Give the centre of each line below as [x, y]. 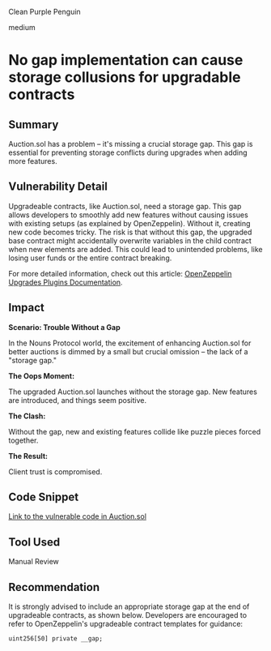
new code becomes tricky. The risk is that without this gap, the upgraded [130, 232]
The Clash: [27, 416]
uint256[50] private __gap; [56, 639]
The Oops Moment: [42, 375]
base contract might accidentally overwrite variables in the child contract [130, 240]
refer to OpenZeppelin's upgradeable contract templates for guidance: [126, 624]
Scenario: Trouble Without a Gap [65, 327]
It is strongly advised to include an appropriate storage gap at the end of [129, 606]
